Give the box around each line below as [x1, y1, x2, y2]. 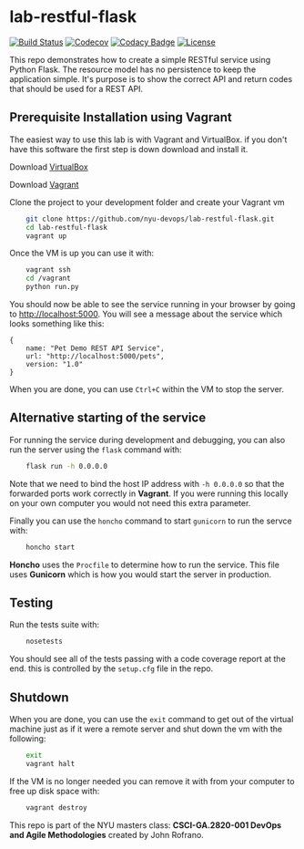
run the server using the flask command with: [9, 444, 182, 455]
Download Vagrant [9, 179, 79, 190]
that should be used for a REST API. [9, 83, 144, 94]
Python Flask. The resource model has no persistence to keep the [9, 64, 257, 75]
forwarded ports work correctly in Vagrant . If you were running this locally [9, 488, 289, 499]
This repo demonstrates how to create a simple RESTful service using [9, 54, 271, 65]
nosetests [25, 637, 64, 647]
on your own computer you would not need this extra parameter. [9, 497, 251, 508]
